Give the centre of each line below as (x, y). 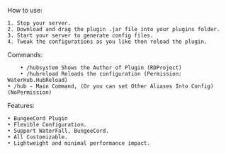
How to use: (25, 10)
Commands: (25, 55)
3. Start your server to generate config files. (80, 35)
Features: (21, 106)
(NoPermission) (30, 93)
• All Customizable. (38, 137)
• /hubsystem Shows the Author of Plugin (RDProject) (101, 68)
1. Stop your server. (39, 23)
